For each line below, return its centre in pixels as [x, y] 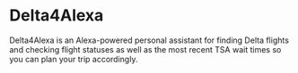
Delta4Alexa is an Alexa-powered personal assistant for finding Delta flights [149, 40]
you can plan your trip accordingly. [74, 59]
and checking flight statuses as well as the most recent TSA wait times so [145, 49]
